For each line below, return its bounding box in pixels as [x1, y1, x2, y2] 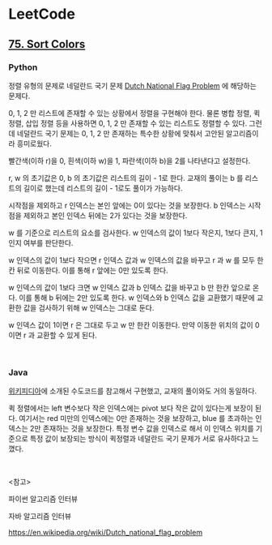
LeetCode [8, 5, 75, 24]
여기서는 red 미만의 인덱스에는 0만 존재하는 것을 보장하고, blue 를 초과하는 [19, 414, 253, 423]
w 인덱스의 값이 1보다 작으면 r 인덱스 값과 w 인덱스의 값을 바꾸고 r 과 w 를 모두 [8, 255, 256, 264]
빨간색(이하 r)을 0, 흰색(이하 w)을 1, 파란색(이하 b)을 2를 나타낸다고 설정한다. [8, 156, 251, 165]
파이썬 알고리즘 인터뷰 [8, 494, 79, 504]
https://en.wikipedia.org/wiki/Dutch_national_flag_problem [8, 528, 203, 538]
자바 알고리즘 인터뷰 [8, 512, 71, 521]
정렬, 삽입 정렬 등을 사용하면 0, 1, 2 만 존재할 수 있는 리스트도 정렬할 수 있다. [8, 118, 248, 128]
